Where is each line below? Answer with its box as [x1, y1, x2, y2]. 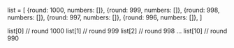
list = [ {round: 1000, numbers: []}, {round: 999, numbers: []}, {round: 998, [7, 6, 220, 14]
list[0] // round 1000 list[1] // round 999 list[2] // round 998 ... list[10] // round [7, 27, 228, 35]
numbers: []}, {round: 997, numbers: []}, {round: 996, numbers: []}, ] [7, 13, 203, 22]
